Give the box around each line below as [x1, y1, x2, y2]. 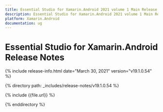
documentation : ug [5, 20, 42, 26]
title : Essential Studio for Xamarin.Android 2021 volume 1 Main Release [5, 7, 158, 12]
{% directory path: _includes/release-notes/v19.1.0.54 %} [5, 83, 119, 89]
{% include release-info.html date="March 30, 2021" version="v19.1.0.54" [5, 68, 152, 74]
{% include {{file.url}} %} [5, 92, 55, 98]
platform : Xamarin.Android [5, 16, 60, 21]
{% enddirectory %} [5, 102, 45, 108]
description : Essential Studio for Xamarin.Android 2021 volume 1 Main [5, 12, 153, 17]
